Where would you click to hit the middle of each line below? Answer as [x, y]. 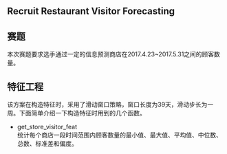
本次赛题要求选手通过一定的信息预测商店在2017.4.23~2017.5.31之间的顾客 [111, 54]
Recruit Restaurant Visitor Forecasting [91, 11]
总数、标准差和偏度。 [47, 144]
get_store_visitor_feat [47, 127]
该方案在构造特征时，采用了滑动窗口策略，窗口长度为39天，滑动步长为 [107, 104]
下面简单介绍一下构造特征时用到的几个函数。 [82, 113]
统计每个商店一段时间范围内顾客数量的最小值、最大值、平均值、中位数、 [119, 135]
